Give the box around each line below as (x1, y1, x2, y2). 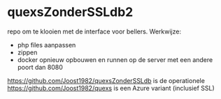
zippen (17, 48, 38, 56)
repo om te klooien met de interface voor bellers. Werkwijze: (7, 27, 182, 36)
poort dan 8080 (17, 63, 63, 71)
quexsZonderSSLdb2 (7, 4, 134, 20)
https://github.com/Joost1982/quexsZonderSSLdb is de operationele (7, 76, 205, 84)
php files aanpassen (17, 40, 76, 49)
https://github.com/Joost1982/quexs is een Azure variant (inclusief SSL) (7, 84, 215, 92)
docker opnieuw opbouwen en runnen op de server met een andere (17, 55, 213, 63)
